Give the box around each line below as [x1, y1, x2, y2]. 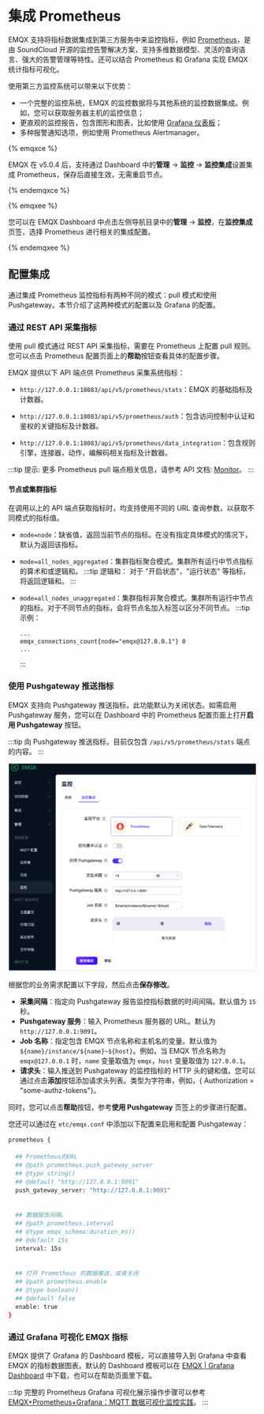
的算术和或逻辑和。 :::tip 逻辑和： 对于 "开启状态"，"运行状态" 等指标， [19, 567, 251, 576]
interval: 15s [15, 1244, 61, 1253]
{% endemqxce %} [8, 185, 70, 194]
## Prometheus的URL [15, 1153, 78, 1161]
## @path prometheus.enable [15, 1278, 108, 1286]
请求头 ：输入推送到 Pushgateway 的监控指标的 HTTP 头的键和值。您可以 [19, 1066, 256, 1076]
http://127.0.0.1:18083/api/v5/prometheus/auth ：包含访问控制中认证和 [19, 412, 255, 421]
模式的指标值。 [14, 513, 64, 522]
